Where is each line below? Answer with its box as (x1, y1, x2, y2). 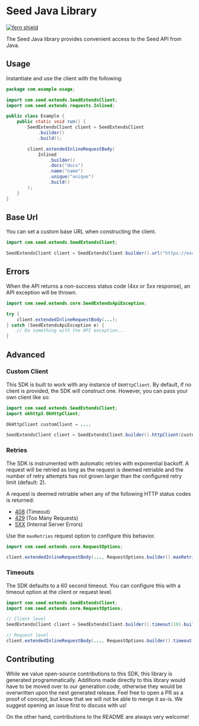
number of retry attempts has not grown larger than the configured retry (6, 472, 182, 479)
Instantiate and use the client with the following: (6, 74, 123, 81)
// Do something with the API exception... (17, 328, 126, 334)
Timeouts (6, 568, 34, 577)
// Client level (6, 616, 46, 622)
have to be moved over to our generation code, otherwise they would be (6, 683, 182, 690)
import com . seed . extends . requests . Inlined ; (6, 102, 115, 108)
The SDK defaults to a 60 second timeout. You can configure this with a (6, 582, 181, 589)
